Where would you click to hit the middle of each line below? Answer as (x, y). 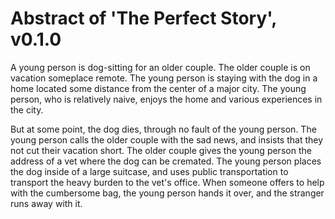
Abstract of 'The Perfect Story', (143, 18)
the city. (27, 109)
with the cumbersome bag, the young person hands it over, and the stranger (167, 193)
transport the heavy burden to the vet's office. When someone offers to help (167, 182)
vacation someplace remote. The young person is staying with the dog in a (164, 78)
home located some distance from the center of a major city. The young (158, 88)
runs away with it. (46, 203)
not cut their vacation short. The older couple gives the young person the (161, 150)
